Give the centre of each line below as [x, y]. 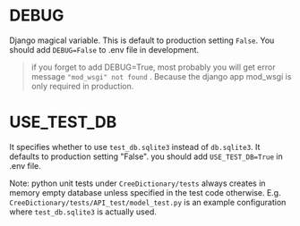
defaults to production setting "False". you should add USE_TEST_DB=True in [146, 156]
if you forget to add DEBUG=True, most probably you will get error [153, 67]
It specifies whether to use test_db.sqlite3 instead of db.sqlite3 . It [135, 146]
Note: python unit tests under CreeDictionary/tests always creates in [137, 183]
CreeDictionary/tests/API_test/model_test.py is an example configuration [148, 202]
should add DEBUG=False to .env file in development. [104, 49]
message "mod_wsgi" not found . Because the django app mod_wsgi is [161, 76]
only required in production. [82, 86]
